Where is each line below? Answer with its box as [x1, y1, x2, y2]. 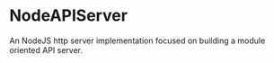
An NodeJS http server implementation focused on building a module [9, 35, 266, 46]
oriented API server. [9, 44, 84, 55]
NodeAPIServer [9, 5, 128, 26]
